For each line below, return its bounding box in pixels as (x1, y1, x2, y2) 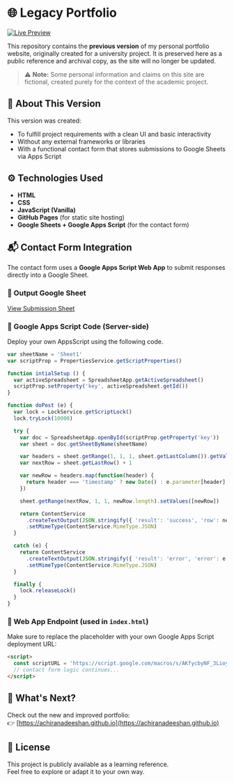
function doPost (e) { (7, 402, 73, 409)
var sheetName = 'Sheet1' (7, 351, 82, 358)
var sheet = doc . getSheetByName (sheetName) (19, 441, 148, 448)
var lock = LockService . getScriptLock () (13, 409, 132, 416)
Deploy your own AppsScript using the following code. (7, 337, 164, 346)
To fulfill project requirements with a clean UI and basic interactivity (17, 130, 211, 138)
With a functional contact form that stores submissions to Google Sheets (17, 144, 226, 153)
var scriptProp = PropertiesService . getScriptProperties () (7, 357, 182, 364)
